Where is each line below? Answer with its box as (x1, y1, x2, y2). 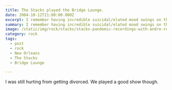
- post (10, 41, 24, 46)
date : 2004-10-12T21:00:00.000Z (5, 12, 74, 17)
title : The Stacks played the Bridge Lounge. (5, 7, 104, 13)
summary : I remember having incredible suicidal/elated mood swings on (5, 22, 161, 27)
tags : (5, 37, 17, 42)
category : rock (5, 31, 38, 37)
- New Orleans (10, 50, 40, 56)
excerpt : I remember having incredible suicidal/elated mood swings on (5, 17, 161, 22)
